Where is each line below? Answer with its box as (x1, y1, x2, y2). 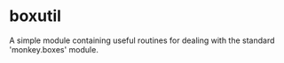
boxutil (9, 6, 62, 26)
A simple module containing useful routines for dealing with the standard (9, 35, 275, 45)
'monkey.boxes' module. (9, 44, 99, 54)
